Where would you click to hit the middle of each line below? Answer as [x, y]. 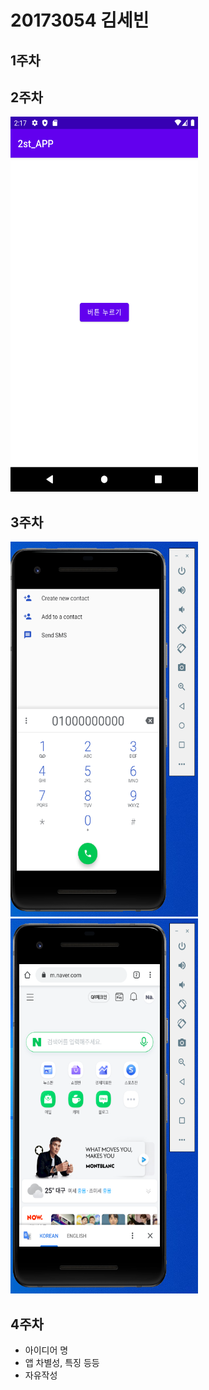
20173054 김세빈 [80, 20]
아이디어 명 [46, 1350]
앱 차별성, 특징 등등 [62, 1363]
